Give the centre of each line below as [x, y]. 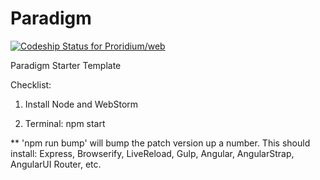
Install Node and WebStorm [81, 104]
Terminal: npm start [65, 123]
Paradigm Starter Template [66, 65]
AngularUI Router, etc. [56, 164]
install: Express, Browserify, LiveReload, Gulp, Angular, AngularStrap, [152, 153]
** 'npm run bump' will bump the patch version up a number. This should [160, 143]
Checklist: [31, 84]
